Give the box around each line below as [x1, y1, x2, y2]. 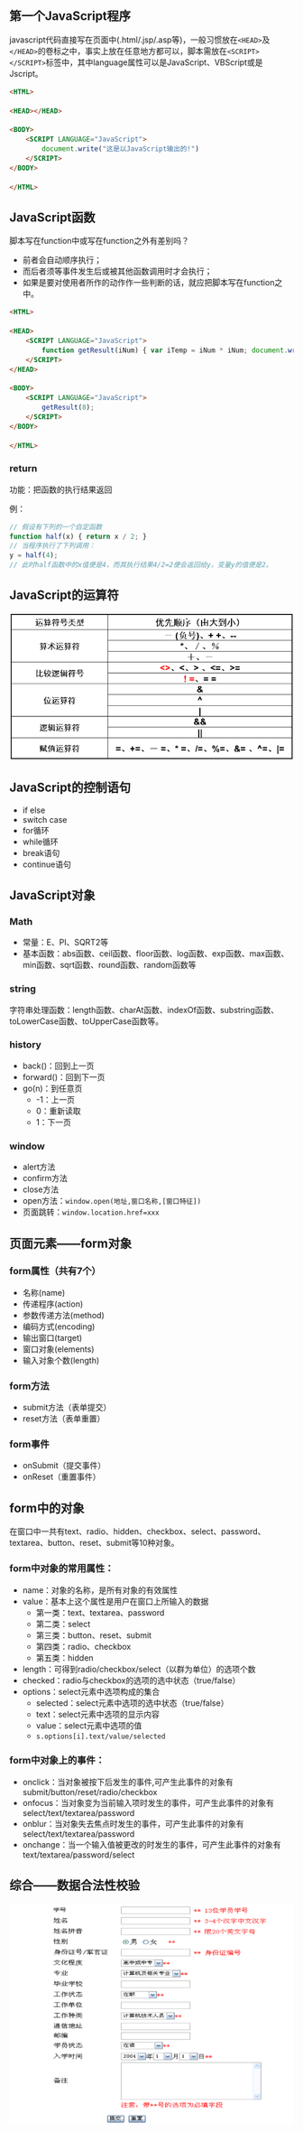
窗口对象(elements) [22, 1344, 95, 1355]
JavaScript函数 [9, 209, 96, 225]
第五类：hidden [35, 1652, 94, 1663]
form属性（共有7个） [9, 1265, 101, 1278]
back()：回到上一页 [22, 1060, 95, 1071]
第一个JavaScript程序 [9, 8, 132, 24]
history [9, 1038, 42, 1051]
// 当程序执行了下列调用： [9, 541, 96, 551]
